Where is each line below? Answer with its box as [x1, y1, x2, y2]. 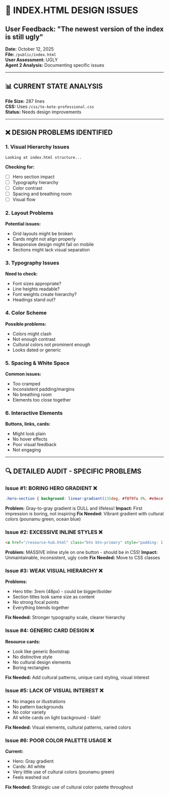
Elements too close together [12, 397, 71, 403]
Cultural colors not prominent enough [12, 341, 91, 347]
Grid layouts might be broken [12, 231, 73, 237]
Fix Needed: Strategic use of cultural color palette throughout [5, 784, 133, 790]
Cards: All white [12, 764, 45, 770]
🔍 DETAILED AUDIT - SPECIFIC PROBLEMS [5, 467, 142, 475]
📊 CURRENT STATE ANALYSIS [5, 82, 103, 91]
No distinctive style [12, 653, 53, 659]
